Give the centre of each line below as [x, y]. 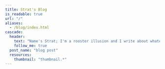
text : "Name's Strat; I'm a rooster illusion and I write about [81, 41]
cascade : [14, 32]
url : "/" [14, 18]
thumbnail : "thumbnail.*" [41, 59]
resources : [21, 55]
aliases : [14, 23]
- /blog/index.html [29, 28]
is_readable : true [24, 14]
